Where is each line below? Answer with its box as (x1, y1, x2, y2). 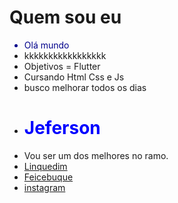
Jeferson (23, 117, 101, 140)
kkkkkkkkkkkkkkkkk (23, 49, 107, 61)
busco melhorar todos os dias (23, 81, 147, 93)
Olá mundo (23, 39, 70, 51)
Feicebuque (23, 171, 74, 183)
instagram (23, 181, 66, 193)
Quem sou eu (9, 6, 122, 29)
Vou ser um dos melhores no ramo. (23, 149, 169, 161)
